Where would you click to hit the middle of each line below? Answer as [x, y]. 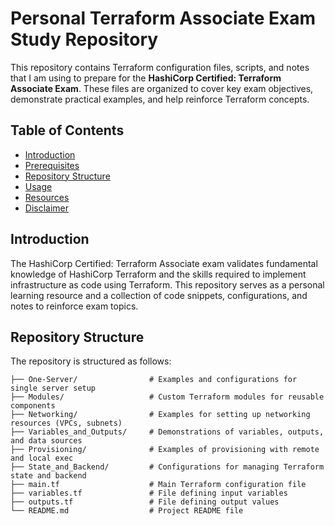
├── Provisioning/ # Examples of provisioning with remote [165, 450]
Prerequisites [52, 165]
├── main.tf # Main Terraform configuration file [158, 485]
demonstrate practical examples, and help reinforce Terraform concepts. [160, 99]
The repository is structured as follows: [91, 361]
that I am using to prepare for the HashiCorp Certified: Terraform [146, 78]
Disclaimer [47, 208]
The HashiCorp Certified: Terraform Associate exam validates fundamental [164, 263]
